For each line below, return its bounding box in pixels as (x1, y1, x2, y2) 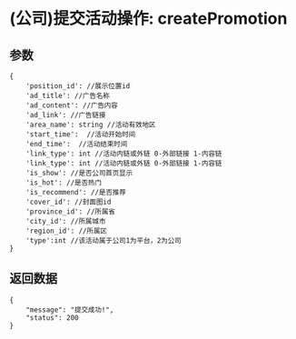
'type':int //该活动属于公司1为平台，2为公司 (25, 236, 182, 245)
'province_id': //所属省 (25, 207, 116, 216)
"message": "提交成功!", (25, 305, 114, 314)
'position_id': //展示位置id (25, 82, 131, 91)
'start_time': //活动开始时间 (25, 130, 136, 139)
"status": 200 (25, 313, 79, 323)
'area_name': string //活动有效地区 (25, 120, 156, 129)
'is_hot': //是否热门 (25, 178, 103, 187)
